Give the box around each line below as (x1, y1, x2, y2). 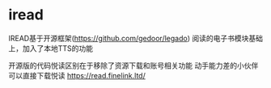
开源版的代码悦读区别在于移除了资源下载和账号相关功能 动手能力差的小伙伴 (8, 61, 259, 70)
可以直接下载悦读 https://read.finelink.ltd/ (8, 70, 146, 80)
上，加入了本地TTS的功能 (8, 43, 94, 53)
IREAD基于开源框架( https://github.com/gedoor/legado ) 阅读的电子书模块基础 (8, 33, 263, 43)
